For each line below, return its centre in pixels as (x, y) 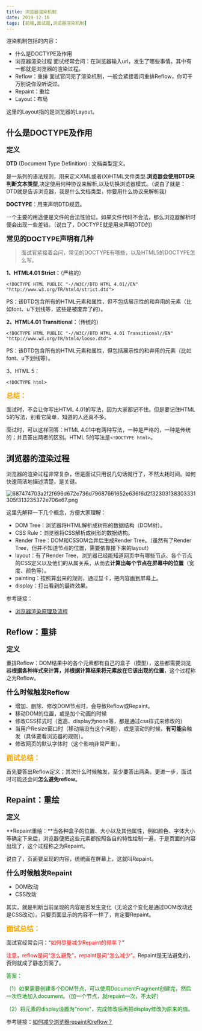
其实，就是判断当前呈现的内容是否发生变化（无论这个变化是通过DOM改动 (97, 907)
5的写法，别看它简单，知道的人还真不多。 (58, 417)
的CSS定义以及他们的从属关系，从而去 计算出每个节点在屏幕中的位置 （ (102, 563)
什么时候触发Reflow (38, 692)
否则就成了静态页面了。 (35, 963)
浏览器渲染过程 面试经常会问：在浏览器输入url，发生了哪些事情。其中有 (103, 62)
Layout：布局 (31, 99)
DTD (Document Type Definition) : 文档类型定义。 (68, 164)
